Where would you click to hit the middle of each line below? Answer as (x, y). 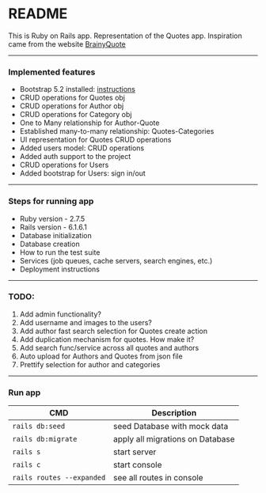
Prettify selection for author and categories (90, 364)
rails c (27, 465)
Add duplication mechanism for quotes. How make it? (107, 339)
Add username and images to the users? (85, 322)
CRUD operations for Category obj (76, 115)
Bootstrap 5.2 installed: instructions (78, 89)
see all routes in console (158, 478)
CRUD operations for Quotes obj (72, 98)
